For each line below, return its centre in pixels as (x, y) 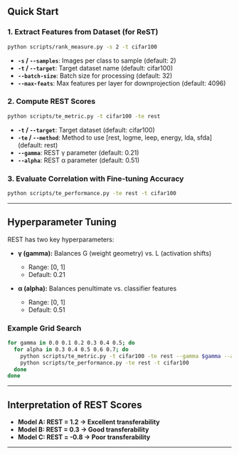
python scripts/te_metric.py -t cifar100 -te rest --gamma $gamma (121, 356)
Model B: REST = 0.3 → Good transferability (83, 429)
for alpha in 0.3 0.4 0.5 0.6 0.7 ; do (71, 349)
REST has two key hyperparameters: (61, 239)
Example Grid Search (44, 328)
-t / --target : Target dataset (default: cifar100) (86, 130)
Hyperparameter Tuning (62, 223)
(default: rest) (38, 145)
